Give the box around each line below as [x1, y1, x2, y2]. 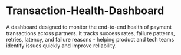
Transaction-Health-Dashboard [6, 4, 164, 18]
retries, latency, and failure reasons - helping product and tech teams [6, 36, 175, 43]
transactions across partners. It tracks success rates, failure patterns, [6, 29, 175, 36]
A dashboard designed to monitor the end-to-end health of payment [6, 23, 172, 30]
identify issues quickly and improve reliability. [6, 42, 117, 49]
